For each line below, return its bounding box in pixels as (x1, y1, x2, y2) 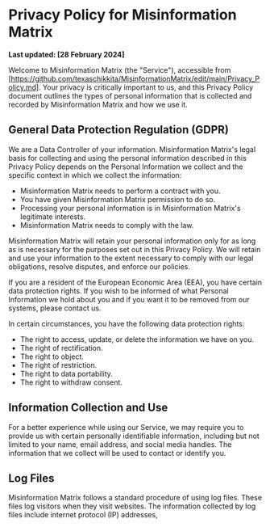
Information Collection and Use (8, 401, 168, 415)
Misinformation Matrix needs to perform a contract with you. (19, 186, 221, 196)
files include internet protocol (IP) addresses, (8, 510, 159, 520)
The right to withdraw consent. (19, 377, 123, 387)
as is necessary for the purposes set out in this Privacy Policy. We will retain (8, 244, 261, 254)
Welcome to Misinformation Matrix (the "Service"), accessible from (8, 65, 231, 74)
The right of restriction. (19, 360, 98, 369)
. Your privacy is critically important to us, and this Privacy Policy (39, 82, 254, 92)
